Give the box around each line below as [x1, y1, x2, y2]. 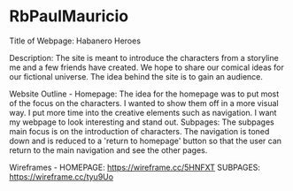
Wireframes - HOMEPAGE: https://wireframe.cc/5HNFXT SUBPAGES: [9, 162, 261, 172]
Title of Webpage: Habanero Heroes [9, 35, 142, 46]
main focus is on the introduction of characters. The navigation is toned [9, 126, 270, 136]
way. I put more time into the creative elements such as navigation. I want [9, 107, 277, 118]
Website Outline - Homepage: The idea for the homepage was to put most [9, 88, 280, 99]
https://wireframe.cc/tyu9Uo [9, 171, 113, 182]
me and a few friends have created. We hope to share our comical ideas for [9, 62, 285, 73]
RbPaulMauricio [9, 6, 129, 27]
